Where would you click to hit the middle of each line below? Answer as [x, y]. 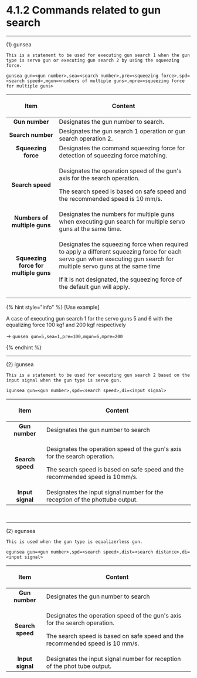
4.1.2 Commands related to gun [84, 10]
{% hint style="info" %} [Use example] [53, 307]
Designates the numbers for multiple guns [117, 214]
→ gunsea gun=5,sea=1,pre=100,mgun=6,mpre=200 [64, 336]
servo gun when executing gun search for [116, 259]
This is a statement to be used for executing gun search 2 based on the [98, 375]
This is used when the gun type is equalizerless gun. [74, 542]
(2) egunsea [21, 531]
